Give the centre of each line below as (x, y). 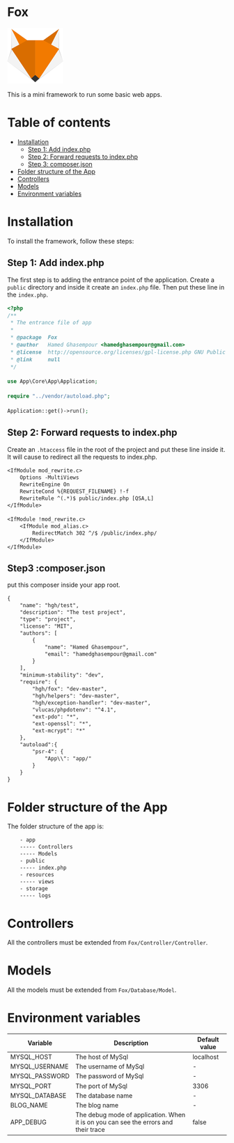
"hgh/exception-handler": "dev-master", (92, 703)
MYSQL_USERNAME (39, 1066)
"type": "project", (48, 620)
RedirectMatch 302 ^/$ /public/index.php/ (95, 533)
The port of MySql (101, 1086)
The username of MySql (110, 1066)
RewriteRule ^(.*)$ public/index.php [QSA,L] (87, 498)
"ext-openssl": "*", (62, 724)
